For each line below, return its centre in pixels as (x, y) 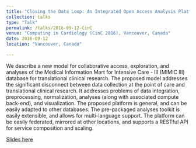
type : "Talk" (22, 22)
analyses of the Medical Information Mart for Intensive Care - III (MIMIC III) (95, 72)
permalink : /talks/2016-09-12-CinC (49, 28)
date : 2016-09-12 (27, 39)
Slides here (20, 139)
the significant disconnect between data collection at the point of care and (96, 84)
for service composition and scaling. (50, 128)
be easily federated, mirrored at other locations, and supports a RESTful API (97, 122)
